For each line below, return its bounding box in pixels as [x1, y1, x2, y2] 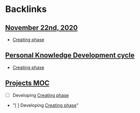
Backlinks [5, 3, 47, 15]
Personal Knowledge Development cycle [5, 51, 134, 59]
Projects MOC [5, 79, 50, 87]
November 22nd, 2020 [5, 23, 78, 32]
